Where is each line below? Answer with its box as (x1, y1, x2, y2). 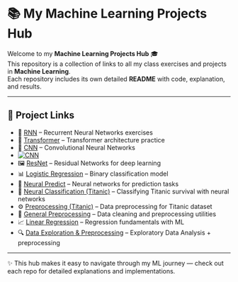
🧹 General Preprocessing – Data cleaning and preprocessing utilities (17, 210, 217, 218)
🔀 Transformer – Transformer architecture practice (17, 135, 165, 144)
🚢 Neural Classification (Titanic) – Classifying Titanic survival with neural (17, 187, 229, 196)
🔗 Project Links (7, 109, 75, 121)
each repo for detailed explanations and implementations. (7, 266, 176, 275)
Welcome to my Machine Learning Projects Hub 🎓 (7, 49, 159, 57)
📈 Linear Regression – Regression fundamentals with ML (17, 218, 185, 226)
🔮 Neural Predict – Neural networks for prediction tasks (17, 179, 179, 188)
